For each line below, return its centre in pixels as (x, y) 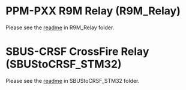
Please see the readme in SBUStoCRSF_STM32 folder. (73, 80)
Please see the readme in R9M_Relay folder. (60, 27)
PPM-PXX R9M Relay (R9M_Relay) (93, 11)
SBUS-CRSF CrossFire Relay (77, 52)
